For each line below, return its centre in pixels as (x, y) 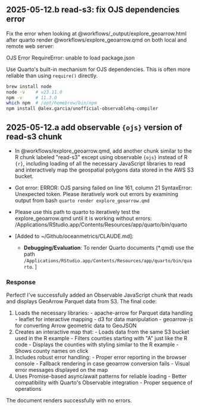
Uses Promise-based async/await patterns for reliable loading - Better (101, 376)
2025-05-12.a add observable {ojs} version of (94, 127)
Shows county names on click (51, 351)
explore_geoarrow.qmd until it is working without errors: (83, 218)
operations (28, 389)
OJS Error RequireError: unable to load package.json (71, 58)
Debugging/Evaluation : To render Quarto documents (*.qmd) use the (109, 248)
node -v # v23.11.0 (34, 92)
